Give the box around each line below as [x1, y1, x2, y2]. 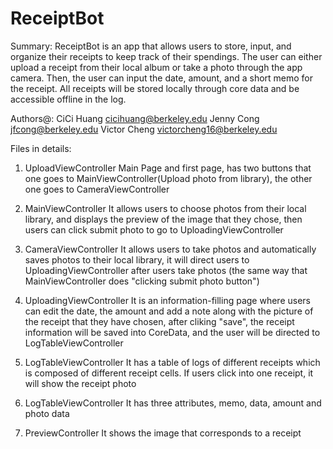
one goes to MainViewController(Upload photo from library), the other [24, 172, 313, 184]
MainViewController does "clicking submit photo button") [24, 275, 260, 287]
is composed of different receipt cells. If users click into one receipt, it [24, 367, 314, 379]
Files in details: [10, 142, 72, 154]
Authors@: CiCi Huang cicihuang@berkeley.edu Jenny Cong [10, 112, 260, 124]
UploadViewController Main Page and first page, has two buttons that [24, 162, 312, 174]
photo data [24, 407, 70, 419]
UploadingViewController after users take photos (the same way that [24, 264, 308, 276]
